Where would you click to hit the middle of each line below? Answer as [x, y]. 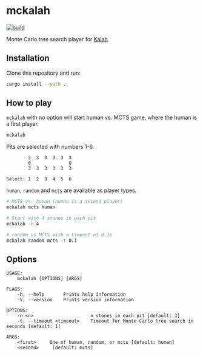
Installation [28, 58]
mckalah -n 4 [23, 224]
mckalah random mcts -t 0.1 [42, 241]
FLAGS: [15, 289]
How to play [29, 103]
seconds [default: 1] [34, 327]
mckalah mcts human [31, 207]
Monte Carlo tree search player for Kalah [57, 39]
